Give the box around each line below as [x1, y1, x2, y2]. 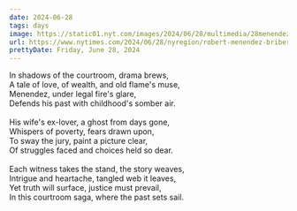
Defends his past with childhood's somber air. [9, 98, 176, 109]
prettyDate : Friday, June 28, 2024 [9, 46, 141, 55]
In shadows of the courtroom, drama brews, [9, 70, 170, 80]
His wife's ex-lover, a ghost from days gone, [9, 117, 171, 128]
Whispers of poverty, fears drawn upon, [9, 126, 155, 137]
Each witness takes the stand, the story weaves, [9, 164, 185, 175]
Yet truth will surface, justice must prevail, [9, 183, 162, 193]
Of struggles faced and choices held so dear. [9, 145, 174, 155]
